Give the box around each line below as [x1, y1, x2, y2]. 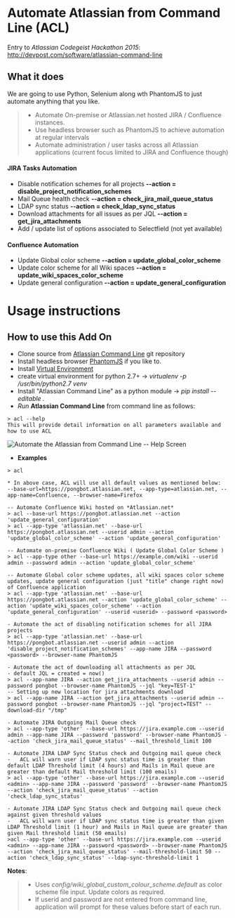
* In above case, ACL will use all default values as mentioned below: [7, 480, 221, 487]
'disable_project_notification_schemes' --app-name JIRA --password [7, 645, 212, 653]
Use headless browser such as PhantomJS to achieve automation [34, 125, 224, 134]
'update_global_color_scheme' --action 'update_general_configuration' [7, 535, 221, 542]
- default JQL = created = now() [7, 670, 105, 677]
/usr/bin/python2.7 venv [17, 379, 88, 388]
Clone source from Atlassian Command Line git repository [17, 350, 185, 358]
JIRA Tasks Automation [7, 164, 77, 173]
